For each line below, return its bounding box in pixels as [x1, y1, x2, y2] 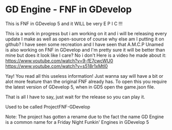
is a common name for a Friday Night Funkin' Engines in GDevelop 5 [5, 119, 149, 125]
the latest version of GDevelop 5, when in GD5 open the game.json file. [5, 83, 156, 90]
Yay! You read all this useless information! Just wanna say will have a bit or [5, 73, 163, 79]
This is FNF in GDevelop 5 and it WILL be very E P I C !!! [5, 20, 123, 27]
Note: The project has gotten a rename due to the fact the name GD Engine [5, 114, 164, 120]
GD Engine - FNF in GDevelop [5, 4, 132, 15]
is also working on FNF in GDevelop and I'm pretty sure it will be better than [5, 47, 165, 53]
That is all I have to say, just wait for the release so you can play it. [5, 94, 145, 100]
